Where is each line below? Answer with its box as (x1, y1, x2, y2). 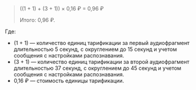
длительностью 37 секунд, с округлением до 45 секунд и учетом (13, 65, 182, 72)
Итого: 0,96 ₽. (19, 17, 55, 23)
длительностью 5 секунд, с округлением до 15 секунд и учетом (13, 46, 178, 53)
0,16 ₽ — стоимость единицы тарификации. (13, 77, 125, 84)
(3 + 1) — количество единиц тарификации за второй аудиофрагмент (13, 59, 189, 65)
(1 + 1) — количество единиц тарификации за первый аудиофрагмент (13, 40, 190, 46)
